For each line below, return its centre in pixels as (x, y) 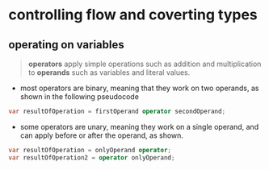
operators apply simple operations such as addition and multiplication (145, 64)
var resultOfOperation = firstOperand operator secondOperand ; (117, 111)
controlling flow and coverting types (133, 15)
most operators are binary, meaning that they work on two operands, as (139, 88)
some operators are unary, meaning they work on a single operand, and (139, 126)
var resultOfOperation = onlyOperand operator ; (90, 150)
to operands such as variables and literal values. (109, 73)
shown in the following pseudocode (80, 97)
